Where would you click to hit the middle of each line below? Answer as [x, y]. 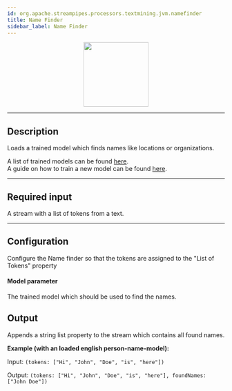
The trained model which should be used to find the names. [92, 297]
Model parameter [32, 281]
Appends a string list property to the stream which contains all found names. [116, 334]
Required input [40, 197]
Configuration [38, 242]
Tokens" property [32, 265]
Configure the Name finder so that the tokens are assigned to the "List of [111, 258]
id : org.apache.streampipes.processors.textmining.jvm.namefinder [105, 13]
